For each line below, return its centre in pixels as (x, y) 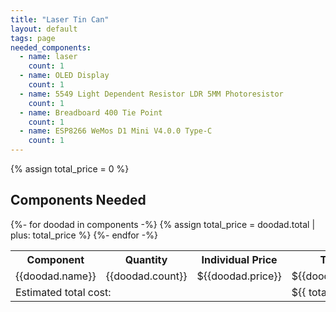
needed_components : (51, 47)
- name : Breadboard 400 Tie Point (91, 112)
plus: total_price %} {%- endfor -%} (84, 235)
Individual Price (239, 259)
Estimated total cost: (63, 292)
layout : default (44, 29)
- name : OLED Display (64, 76)
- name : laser (48, 57)
